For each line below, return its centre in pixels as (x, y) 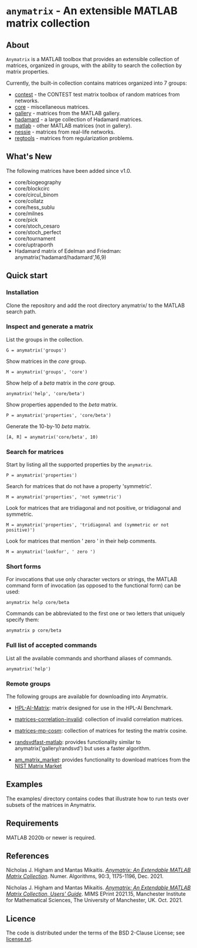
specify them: (23, 620)
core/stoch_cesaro (37, 226)
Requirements (32, 824)
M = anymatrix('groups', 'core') (47, 372)
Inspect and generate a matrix (50, 326)
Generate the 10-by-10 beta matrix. (48, 426)
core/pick (26, 219)
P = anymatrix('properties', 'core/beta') (59, 415)
